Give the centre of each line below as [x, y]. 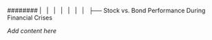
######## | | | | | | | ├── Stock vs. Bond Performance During [106, 11]
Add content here [32, 31]
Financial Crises [30, 18]
